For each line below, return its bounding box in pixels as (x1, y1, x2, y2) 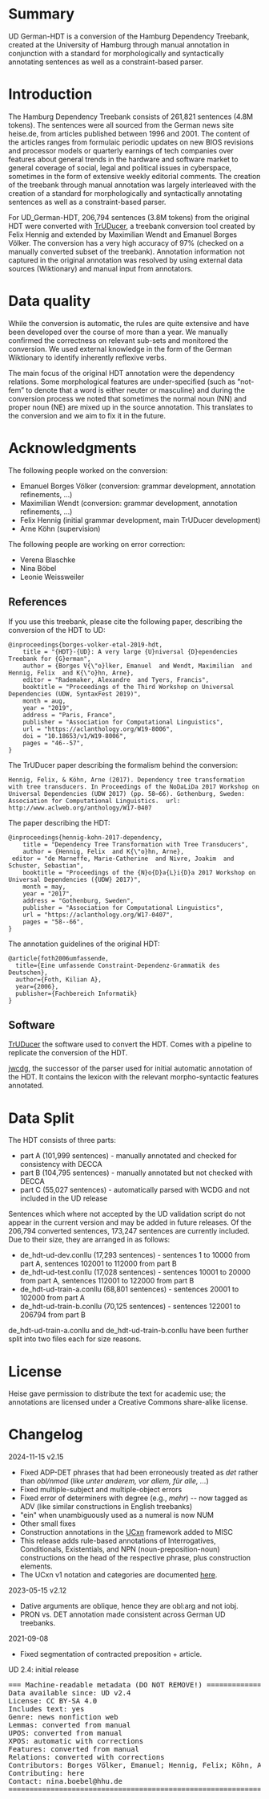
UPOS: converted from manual (8, 1728, 122, 1738)
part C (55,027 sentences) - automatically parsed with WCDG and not (19, 1185, 251, 1195)
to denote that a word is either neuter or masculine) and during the (26, 385, 246, 394)
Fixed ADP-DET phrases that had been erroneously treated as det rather (19, 1467, 259, 1478)
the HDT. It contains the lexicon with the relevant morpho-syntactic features (8, 1072, 259, 1082)
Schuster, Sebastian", (8, 861, 84, 870)
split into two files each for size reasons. (8, 1334, 142, 1344)
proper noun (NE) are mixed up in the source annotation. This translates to (8, 402, 254, 412)
